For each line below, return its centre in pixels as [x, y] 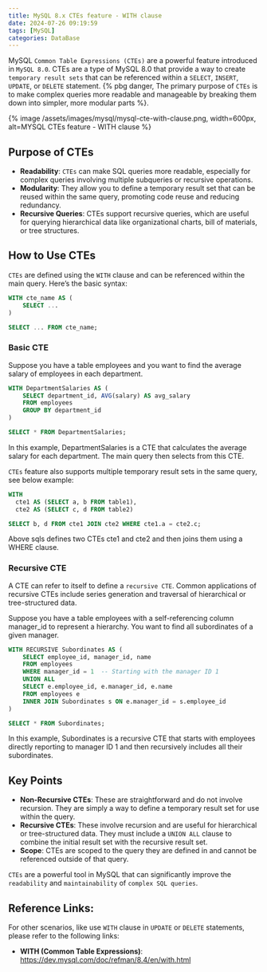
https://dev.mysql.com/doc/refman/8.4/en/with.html [105, 960]
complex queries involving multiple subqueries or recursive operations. [136, 180]
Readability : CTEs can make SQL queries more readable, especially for [135, 172]
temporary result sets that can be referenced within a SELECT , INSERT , [124, 77]
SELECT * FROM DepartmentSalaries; [67, 433]
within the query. [47, 817]
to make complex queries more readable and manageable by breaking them [132, 95]
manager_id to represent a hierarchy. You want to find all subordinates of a [131, 626]
